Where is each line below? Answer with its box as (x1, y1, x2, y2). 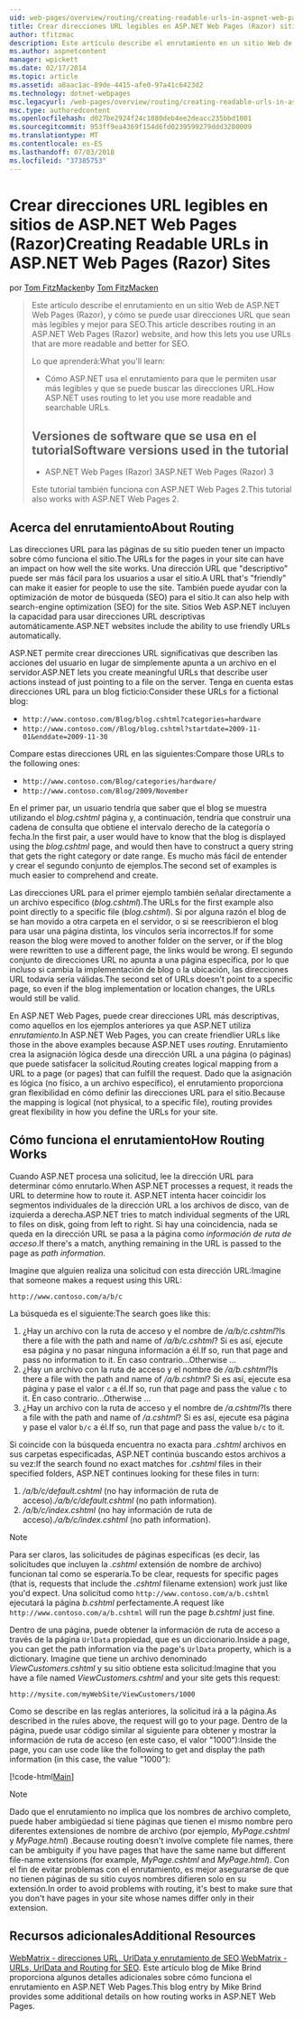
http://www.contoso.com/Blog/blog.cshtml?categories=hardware (22, 715, 262, 724)
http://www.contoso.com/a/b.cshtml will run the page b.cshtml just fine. (9, 1606, 275, 1618)
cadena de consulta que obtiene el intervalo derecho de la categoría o (9, 822, 271, 832)
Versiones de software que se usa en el (31, 428, 257, 444)
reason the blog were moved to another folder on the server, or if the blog (9, 935, 283, 946)
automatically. (9, 630, 61, 642)
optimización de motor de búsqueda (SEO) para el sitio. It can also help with (9, 592, 290, 603)
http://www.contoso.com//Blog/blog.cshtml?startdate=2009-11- (22, 725, 262, 734)
